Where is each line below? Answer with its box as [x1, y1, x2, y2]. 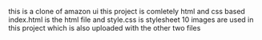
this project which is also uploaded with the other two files [8, 24, 201, 32]
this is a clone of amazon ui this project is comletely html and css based [8, 7, 246, 16]
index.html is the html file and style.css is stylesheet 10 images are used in [8, 15, 254, 24]
